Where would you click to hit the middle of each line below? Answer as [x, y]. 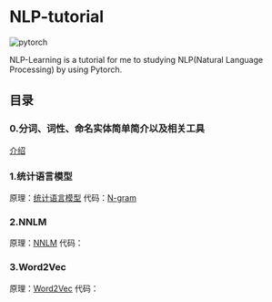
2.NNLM [28, 222]
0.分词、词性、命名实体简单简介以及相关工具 [107, 129]
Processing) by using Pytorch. [66, 69]
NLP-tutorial [57, 17]
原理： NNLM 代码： [46, 243]
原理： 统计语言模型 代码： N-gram [73, 197]
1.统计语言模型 [41, 176]
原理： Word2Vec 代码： [54, 288]
